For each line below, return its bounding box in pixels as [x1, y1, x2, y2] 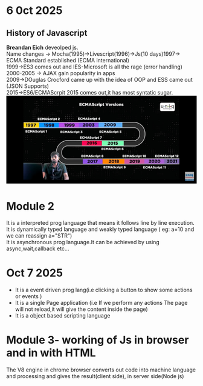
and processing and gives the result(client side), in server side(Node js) [6, 373, 184, 380]
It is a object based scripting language [14, 312, 111, 319]
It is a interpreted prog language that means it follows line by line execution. [6, 219, 195, 227]
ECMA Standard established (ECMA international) [6, 57, 130, 64]
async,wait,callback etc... [6, 245, 69, 252]
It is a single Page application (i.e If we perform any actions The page [14, 299, 188, 307]
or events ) [14, 293, 42, 300]
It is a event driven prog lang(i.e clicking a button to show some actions [14, 286, 193, 294]
